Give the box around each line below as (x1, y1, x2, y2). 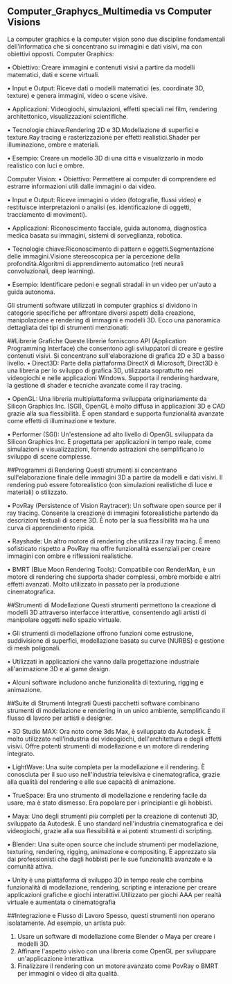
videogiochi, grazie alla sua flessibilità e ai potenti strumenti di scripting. (7, 826, 213, 835)
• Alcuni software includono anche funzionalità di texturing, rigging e (7, 678, 204, 687)
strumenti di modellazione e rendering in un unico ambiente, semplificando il (7, 706, 225, 714)
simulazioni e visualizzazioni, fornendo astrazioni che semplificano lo (7, 445, 204, 453)
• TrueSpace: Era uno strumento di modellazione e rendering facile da (7, 791, 207, 799)
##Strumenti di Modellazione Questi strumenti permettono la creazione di (7, 600, 217, 609)
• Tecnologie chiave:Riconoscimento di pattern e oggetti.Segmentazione (7, 245, 215, 253)
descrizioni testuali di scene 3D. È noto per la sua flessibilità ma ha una (7, 516, 210, 524)
